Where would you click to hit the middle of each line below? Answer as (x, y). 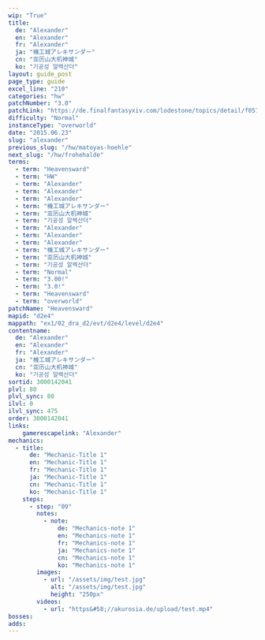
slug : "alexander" (38, 140)
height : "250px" (77, 594)
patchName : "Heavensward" (50, 308)
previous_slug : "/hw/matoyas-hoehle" (70, 147)
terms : (19, 162)
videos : (49, 601)
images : (49, 572)
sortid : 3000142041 (40, 382)
